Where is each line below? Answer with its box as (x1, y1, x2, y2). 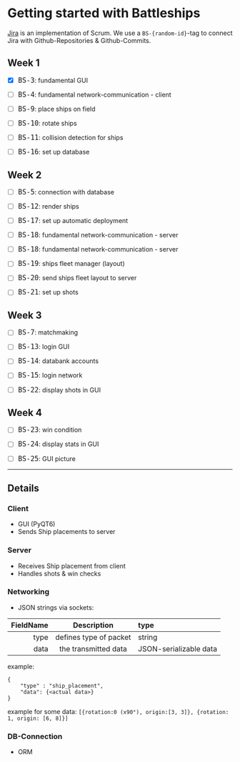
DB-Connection (7, 731, 63, 741)
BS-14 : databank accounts (17, 357, 99, 366)
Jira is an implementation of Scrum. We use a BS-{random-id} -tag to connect (7, 29, 234, 37)
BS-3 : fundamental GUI (17, 76, 88, 85)
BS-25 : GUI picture (17, 454, 76, 463)
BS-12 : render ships (17, 202, 80, 211)
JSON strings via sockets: (17, 603, 94, 612)
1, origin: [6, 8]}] (7, 715, 69, 722)
